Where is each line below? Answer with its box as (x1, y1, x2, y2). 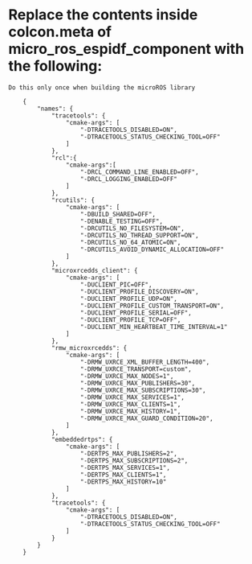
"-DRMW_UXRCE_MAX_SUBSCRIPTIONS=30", (79, 386, 206, 394)
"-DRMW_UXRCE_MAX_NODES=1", (79, 372, 174, 380)
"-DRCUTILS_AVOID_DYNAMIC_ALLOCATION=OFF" (79, 245, 225, 253)
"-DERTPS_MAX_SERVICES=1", (79, 463, 171, 471)
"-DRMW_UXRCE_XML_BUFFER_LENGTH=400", (79, 358, 210, 366)
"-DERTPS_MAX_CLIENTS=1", (79, 471, 167, 479)
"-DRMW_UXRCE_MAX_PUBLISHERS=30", (79, 379, 196, 387)
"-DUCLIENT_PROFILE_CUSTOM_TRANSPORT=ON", (79, 302, 225, 310)
